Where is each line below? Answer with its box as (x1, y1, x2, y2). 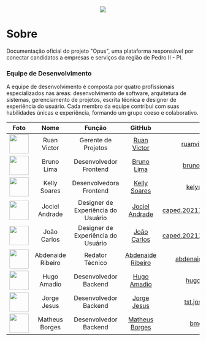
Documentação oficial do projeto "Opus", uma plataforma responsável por (6, 47, 194, 55)
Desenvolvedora (72, 179, 120, 188)
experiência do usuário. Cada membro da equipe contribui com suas (6, 102, 180, 110)
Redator (84, 251, 107, 259)
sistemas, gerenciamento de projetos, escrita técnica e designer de (6, 96, 177, 104)
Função (84, 124, 107, 132)
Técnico (83, 259, 107, 267)
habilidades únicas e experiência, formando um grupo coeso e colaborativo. (6, 109, 199, 117)
